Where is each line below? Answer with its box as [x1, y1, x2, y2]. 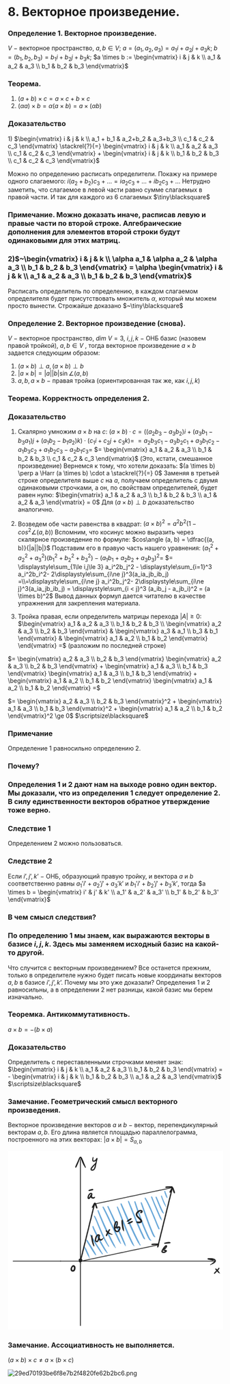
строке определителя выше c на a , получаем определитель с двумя [17, 476, 218, 484]
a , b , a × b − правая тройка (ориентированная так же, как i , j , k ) [17, 376, 201, 384]
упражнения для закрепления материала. [17, 599, 141, 607]
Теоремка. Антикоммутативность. [8, 1009, 130, 1019]
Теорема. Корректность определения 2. [8, 393, 149, 403]
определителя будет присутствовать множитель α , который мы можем [8, 294, 217, 302]
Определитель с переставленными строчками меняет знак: [8, 1058, 184, 1066]
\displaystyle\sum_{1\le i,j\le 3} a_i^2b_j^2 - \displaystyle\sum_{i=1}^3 [17, 562, 212, 570]
